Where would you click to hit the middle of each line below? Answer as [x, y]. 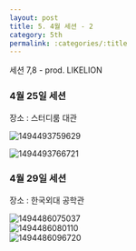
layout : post [34, 18]
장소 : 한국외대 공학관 [47, 200]
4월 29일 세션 [38, 178]
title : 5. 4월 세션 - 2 [51, 26]
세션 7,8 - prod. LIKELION [56, 70]
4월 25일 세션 [38, 96]
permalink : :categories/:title [68, 43]
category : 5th [36, 35]
